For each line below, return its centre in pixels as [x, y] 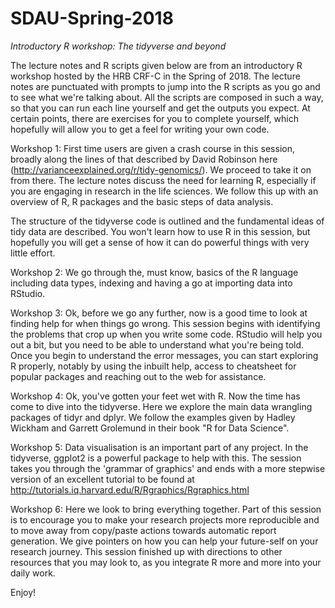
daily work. [33, 573]
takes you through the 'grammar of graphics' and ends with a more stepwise [168, 468]
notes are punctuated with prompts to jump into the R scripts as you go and [165, 86]
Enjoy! [23, 592]
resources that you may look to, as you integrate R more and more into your [166, 562]
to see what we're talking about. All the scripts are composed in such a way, [167, 97]
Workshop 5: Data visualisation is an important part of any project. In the [159, 447]
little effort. [33, 253]
